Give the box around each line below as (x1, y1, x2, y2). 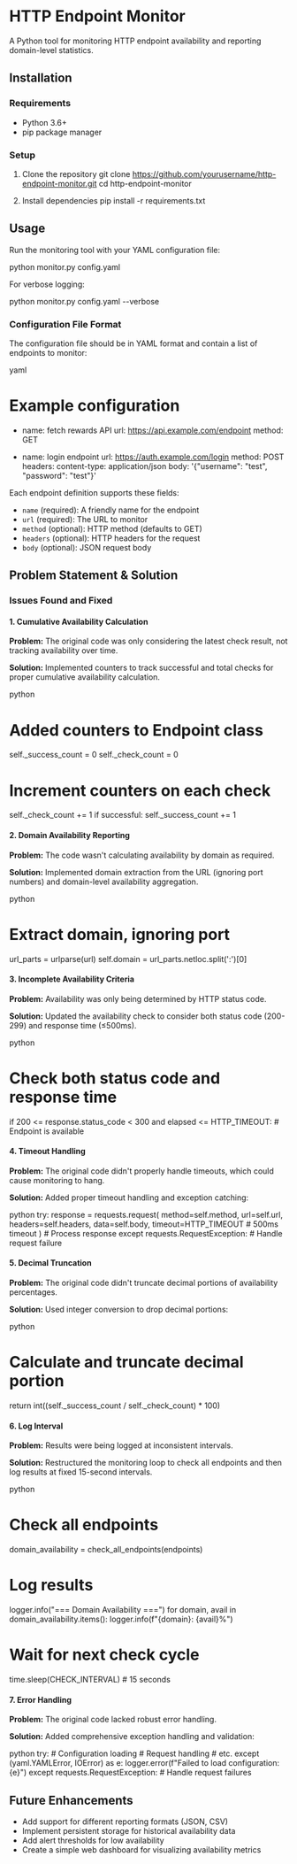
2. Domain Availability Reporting (9, 829, 131, 840)
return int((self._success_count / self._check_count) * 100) (9, 1400, 221, 1411)
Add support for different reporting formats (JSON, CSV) (21, 1816, 228, 1827)
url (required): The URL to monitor (21, 513, 148, 524)
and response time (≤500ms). (27, 1020, 137, 1030)
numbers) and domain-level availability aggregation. (9, 876, 199, 887)
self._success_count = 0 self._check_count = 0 (9, 750, 179, 760)
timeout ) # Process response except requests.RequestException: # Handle (9, 1228, 283, 1238)
